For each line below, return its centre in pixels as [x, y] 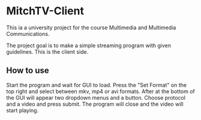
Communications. [28, 33]
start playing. [22, 110]
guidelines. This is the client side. [47, 51]
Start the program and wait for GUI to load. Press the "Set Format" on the [97, 85]
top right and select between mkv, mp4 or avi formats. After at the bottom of [100, 91]
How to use [28, 71]
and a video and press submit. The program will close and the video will [95, 104]
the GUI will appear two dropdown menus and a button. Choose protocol [96, 97]
